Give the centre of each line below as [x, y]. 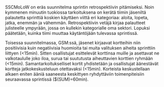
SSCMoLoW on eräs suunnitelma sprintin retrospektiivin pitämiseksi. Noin [80, 7]
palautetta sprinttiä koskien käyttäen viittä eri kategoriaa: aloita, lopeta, [77, 17]
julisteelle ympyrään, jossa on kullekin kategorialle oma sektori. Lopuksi [78, 28]
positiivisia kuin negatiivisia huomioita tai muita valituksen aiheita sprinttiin [80, 48]
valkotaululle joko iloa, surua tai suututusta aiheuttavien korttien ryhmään [79, 58]
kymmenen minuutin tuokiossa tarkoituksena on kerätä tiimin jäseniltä [76, 12]
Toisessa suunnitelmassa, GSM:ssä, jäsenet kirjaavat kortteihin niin [73, 43]
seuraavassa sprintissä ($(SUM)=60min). [47, 79]
